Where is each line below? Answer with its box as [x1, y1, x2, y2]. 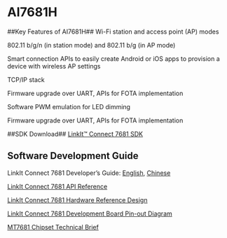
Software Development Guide [7, 150, 139, 162]
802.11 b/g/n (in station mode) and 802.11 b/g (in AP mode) [7, 41, 176, 49]
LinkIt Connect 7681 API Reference [7, 182, 108, 190]
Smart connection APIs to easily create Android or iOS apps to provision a [7, 54, 220, 63]
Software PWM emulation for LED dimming [7, 102, 131, 111]
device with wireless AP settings [7, 62, 101, 70]
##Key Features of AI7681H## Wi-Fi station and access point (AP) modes [7, 27, 219, 36]
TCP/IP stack [7, 75, 46, 84]
